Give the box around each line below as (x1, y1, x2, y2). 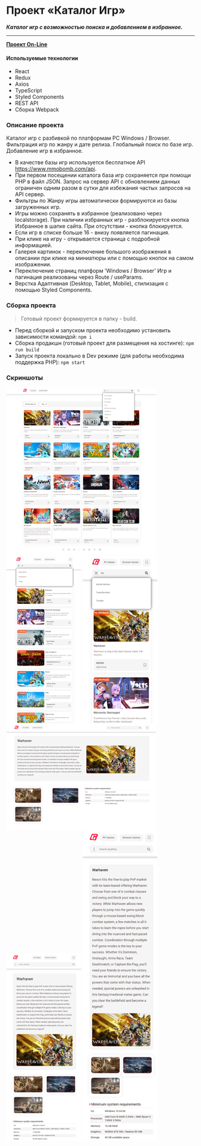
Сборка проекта (6, 301, 56, 309)
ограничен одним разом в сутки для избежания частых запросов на (14, 184, 191, 192)
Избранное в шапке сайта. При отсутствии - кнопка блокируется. (14, 222, 184, 230)
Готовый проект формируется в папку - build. (20, 315, 138, 322)
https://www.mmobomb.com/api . (14, 166, 97, 173)
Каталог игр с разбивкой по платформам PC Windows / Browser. (6, 134, 170, 142)
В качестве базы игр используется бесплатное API (14, 159, 145, 166)
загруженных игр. (14, 203, 61, 210)
